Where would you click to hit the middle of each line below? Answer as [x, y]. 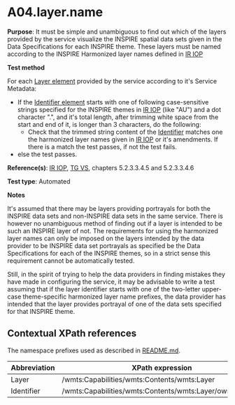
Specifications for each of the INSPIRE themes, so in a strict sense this [109, 253]
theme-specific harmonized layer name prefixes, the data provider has [124, 296]
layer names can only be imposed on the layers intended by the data [106, 238]
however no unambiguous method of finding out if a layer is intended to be [115, 223]
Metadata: [22, 88]
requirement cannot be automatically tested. [71, 261]
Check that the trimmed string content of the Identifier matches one [125, 132]
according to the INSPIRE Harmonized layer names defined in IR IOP [105, 54]
